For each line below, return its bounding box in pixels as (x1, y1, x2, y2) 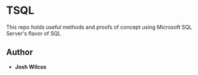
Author (6, 47, 33, 58)
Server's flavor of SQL (6, 29, 61, 37)
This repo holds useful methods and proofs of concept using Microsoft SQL (6, 23, 193, 31)
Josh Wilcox (14, 63, 47, 70)
